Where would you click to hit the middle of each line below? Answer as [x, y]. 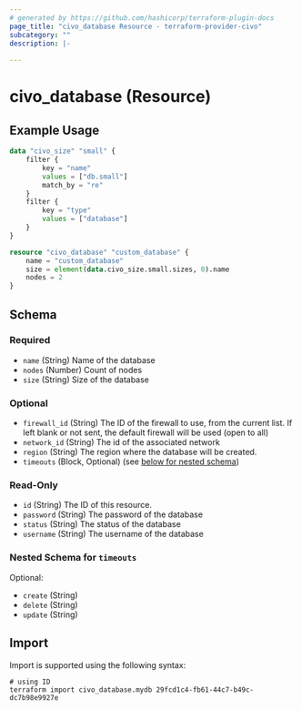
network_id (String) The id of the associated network [121, 442]
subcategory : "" [40, 35]
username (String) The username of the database [113, 534]
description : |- [40, 43]
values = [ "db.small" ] [85, 177]
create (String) [50, 595]
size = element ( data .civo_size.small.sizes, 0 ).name [128, 269]
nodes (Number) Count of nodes [82, 370]
